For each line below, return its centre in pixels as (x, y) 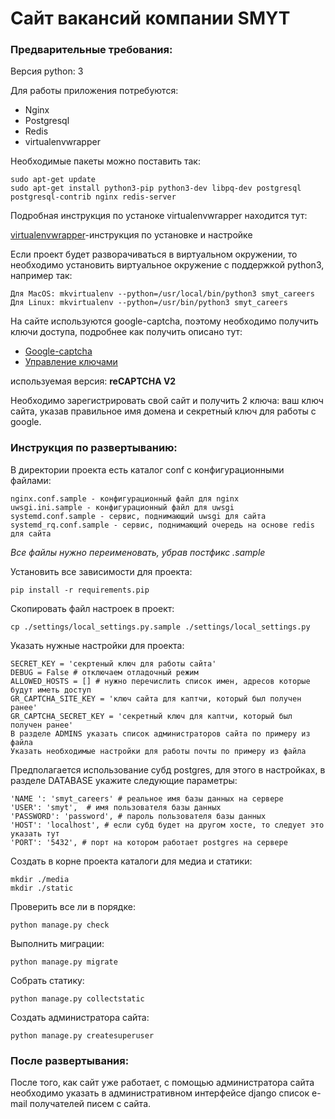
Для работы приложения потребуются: (94, 91)
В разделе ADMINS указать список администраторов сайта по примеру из (160, 733)
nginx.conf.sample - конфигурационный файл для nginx (125, 498)
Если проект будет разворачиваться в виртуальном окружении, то (154, 254)
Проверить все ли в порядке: (73, 906)
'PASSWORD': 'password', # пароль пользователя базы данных (138, 816)
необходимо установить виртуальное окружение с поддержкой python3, (167, 265)
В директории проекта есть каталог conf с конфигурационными (147, 469)
